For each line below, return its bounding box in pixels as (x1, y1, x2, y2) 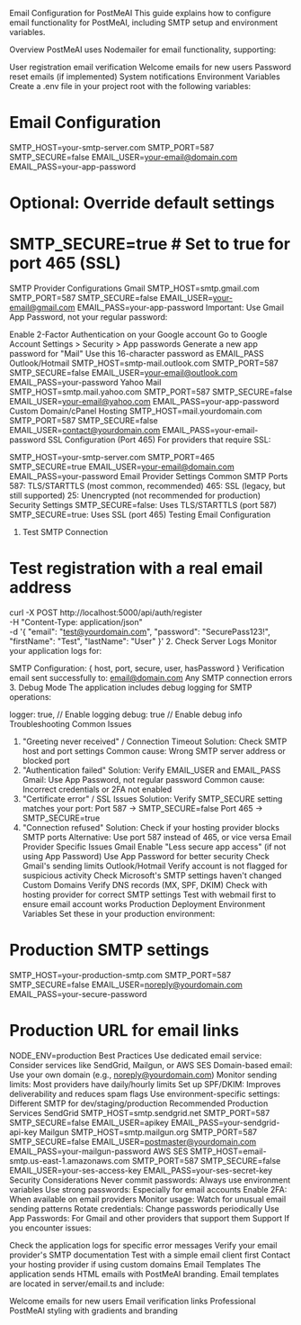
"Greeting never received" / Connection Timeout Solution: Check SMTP (22, 736, 288, 747)
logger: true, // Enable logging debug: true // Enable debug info (9, 709, 243, 720)
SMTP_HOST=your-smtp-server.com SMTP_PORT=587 (9, 141, 215, 152)
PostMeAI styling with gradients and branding (9, 1305, 178, 1316)
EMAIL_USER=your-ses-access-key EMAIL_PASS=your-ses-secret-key (9, 1165, 272, 1175)
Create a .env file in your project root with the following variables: (9, 81, 252, 91)
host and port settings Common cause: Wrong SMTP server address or (22, 746, 286, 756)
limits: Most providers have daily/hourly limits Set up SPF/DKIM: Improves (9, 1078, 281, 1089)
